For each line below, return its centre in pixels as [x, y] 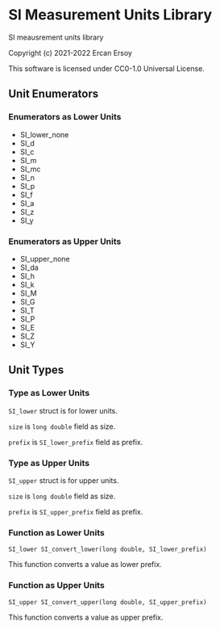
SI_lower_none [44, 134]
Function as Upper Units [56, 586]
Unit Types [36, 370]
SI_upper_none [45, 258]
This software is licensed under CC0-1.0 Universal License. [107, 68]
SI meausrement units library [56, 37]
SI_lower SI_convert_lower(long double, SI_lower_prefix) [108, 550]
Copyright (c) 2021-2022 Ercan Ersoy [71, 52]
